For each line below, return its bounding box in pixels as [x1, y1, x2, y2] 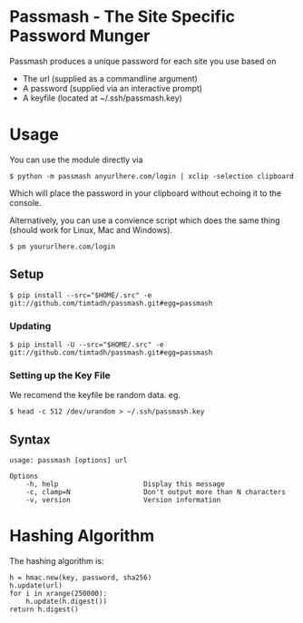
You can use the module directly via [9, 154, 143, 165]
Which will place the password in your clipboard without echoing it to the [9, 188, 282, 199]
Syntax [9, 432, 51, 447]
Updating [9, 319, 52, 332]
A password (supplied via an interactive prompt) [22, 83, 202, 93]
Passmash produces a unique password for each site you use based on [9, 55, 277, 66]
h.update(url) [9, 581, 64, 590]
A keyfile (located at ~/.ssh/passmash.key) [22, 92, 183, 103]
